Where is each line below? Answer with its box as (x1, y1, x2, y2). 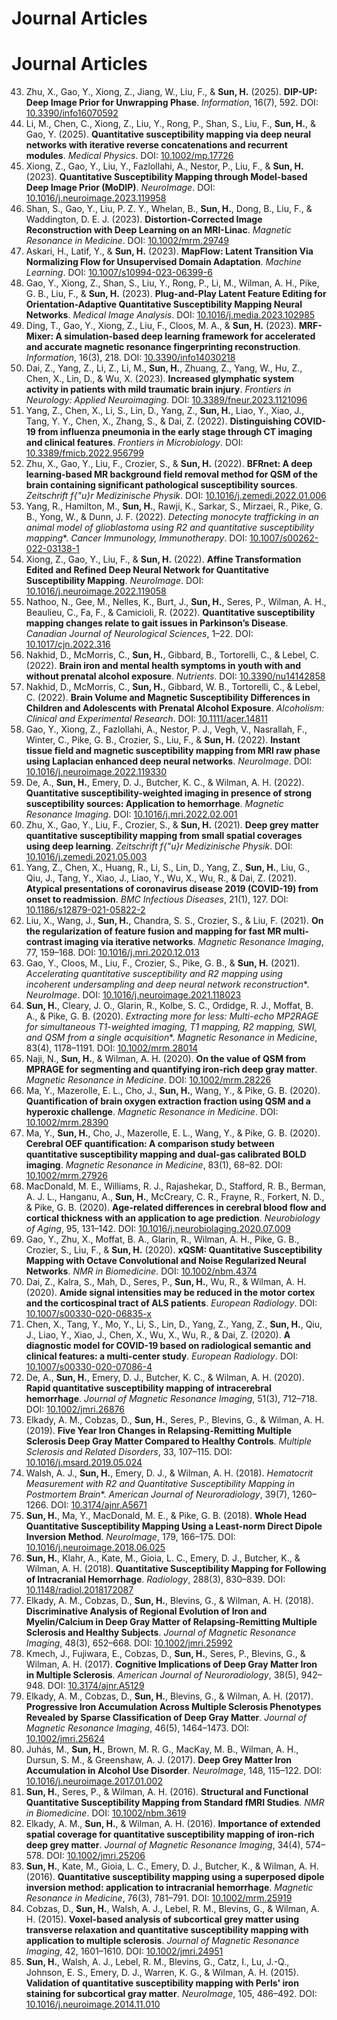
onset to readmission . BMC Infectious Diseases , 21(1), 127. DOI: (25, 893, 289, 906)
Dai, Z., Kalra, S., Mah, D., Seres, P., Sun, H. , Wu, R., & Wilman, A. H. (25, 1276, 307, 1288)
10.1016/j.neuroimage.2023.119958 (25, 192, 167, 204)
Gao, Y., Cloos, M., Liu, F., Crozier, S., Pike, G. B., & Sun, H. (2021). (25, 957, 300, 969)
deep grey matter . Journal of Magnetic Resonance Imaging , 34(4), (25, 1839, 304, 1851)
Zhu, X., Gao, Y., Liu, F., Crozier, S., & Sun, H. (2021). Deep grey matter (25, 819, 319, 831)
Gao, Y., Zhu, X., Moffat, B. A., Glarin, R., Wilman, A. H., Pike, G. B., (25, 1233, 300, 1246)
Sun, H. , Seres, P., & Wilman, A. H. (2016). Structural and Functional (25, 1786, 309, 1798)
